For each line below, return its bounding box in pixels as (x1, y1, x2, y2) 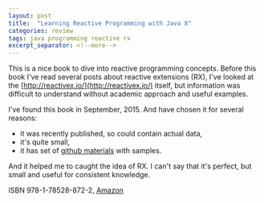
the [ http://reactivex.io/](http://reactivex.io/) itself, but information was (8, 81, 241, 91)
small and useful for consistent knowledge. (8, 170, 151, 180)
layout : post (8, 11, 52, 20)
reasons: (8, 113, 38, 123)
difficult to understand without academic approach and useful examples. (8, 89, 249, 99)
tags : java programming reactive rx (8, 34, 131, 43)
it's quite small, (19, 137, 71, 147)
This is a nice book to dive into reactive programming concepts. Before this (8, 63, 257, 73)
